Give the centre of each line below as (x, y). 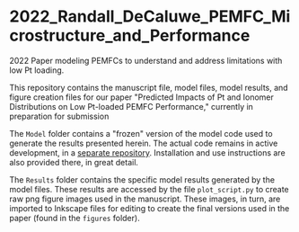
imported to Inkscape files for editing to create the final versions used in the (149, 208)
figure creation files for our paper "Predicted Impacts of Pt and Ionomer (141, 97)
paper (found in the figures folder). (75, 218)
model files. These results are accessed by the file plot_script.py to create (149, 189)
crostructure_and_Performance (130, 36)
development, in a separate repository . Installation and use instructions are (147, 152)
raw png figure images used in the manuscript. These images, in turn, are (145, 199)
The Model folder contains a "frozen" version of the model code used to (141, 133)
